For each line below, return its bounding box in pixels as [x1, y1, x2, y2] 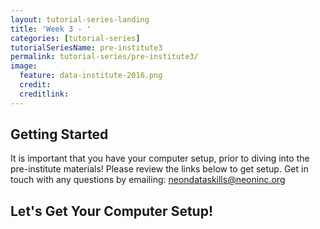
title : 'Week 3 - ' [10, 24, 92, 34]
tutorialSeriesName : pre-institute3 [10, 42, 163, 53]
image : [10, 61, 38, 71]
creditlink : [19, 89, 70, 99]
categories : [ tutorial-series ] [10, 33, 141, 43]
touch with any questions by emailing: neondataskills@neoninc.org [10, 174, 286, 186]
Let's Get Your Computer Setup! [10, 202, 213, 220]
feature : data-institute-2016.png [19, 71, 163, 81]
